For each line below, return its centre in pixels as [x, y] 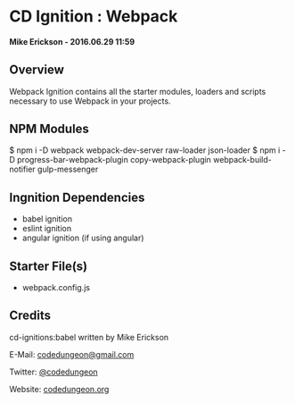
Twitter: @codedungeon [53, 372]
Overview [37, 70]
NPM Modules [49, 128]
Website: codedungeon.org [59, 389]
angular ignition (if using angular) [83, 238]
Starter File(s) [49, 266]
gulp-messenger [68, 169]
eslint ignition [47, 229]
